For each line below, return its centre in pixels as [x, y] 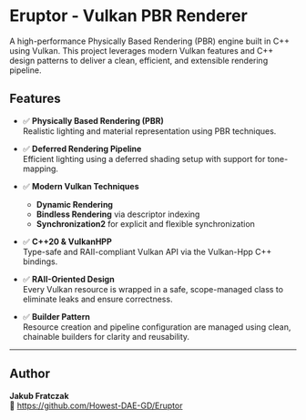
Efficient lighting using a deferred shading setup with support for [144, 159]
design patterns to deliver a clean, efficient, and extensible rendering [139, 60]
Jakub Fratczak [40, 395]
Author [30, 374]
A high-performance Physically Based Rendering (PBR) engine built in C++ [149, 41]
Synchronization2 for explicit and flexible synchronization [145, 223]
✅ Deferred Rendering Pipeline [82, 149]
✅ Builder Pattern [56, 316]
